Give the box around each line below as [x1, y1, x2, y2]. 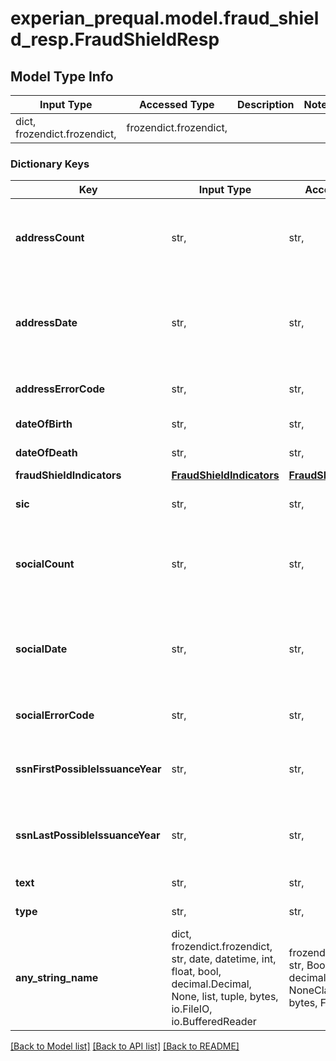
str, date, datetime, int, [171, 952, 277, 966]
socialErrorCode [15, 708, 95, 722]
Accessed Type [138, 98, 215, 111]
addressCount [15, 231, 85, 245]
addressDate [15, 316, 78, 330]
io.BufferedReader [171, 1015, 257, 1029]
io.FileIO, [171, 1002, 213, 1016]
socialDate [15, 642, 68, 656]
